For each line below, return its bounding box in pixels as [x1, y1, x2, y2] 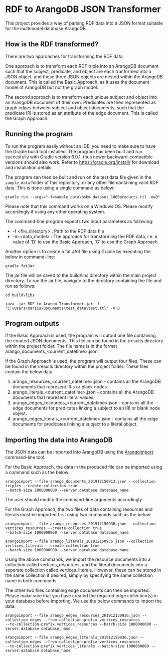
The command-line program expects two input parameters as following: [5, 218, 154, 224]
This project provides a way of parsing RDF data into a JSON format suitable [5, 20, 163, 26]
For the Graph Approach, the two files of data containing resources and [5, 506, 153, 512]
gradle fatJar [5, 263, 35, 269]
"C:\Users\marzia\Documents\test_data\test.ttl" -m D [5, 306, 120, 311]
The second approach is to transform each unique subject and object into [5, 94, 157, 100]
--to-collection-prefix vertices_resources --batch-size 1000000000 [5, 622, 151, 627]
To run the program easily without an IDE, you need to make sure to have [5, 143, 156, 149]
